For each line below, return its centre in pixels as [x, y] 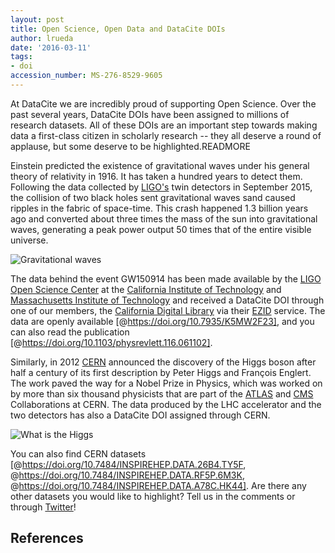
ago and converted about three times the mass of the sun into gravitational [164, 218]
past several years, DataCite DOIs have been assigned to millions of [150, 114]
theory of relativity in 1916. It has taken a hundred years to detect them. [156, 176]
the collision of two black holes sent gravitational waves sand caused [153, 197]
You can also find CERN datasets [78, 453]
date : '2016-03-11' [51, 47]
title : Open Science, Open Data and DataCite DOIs [118, 29]
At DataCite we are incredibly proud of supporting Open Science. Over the [163, 103]
